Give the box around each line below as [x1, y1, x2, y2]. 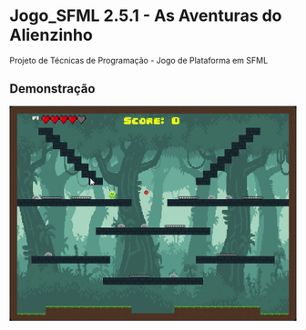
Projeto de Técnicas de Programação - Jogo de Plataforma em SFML [9, 55, 269, 65]
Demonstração [9, 81, 96, 96]
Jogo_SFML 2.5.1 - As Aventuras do [9, 5, 282, 26]
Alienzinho [9, 25, 93, 45]
